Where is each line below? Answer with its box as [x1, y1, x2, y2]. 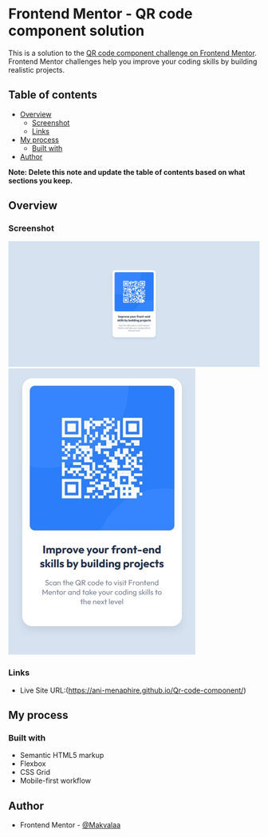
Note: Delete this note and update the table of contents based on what [8, 167, 246, 176]
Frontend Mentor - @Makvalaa [19, 820, 121, 830]
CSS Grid [19, 768, 50, 777]
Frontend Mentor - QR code [8, 5, 193, 23]
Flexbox [19, 759, 46, 768]
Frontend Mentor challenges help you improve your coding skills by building [8, 57, 258, 66]
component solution [8, 22, 145, 40]
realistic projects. [8, 65, 65, 74]
